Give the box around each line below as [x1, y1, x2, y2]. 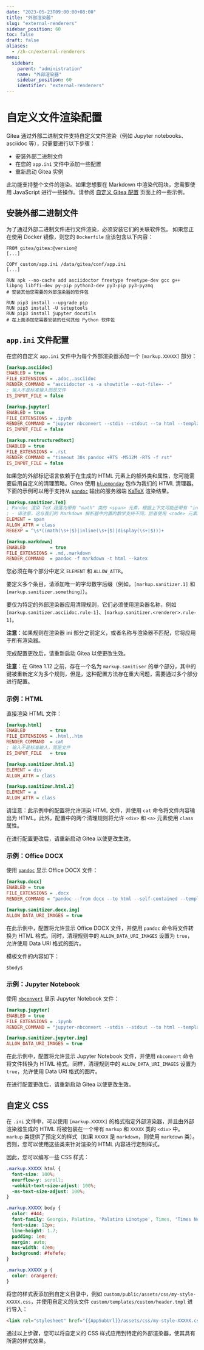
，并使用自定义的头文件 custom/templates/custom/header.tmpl [30, 1298, 186, 1305]
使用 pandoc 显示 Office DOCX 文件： [6, 866, 98, 874]
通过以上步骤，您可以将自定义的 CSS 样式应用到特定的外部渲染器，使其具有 [6, 1329, 196, 1337]
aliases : [6, 43, 29, 49]
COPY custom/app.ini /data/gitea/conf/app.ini [6, 261, 126, 267]
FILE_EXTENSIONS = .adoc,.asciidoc [6, 376, 97, 382]
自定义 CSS [6, 1100, 49, 1110]
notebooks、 [154, 132, 187, 139]
